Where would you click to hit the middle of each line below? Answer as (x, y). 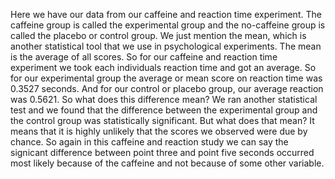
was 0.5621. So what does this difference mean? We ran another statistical (164, 99)
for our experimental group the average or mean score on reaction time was (166, 78)
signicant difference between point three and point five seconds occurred (162, 152)
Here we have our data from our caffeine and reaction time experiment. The (166, 14)
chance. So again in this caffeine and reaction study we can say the (149, 142)
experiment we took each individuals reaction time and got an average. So (163, 67)
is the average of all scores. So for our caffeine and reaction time (144, 57)
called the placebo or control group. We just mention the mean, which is (158, 35)
